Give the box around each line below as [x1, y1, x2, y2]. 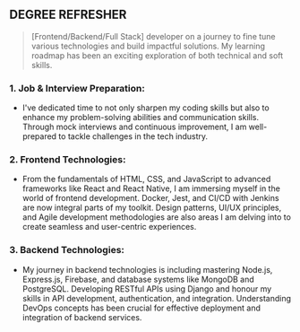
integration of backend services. [21, 311, 142, 322]
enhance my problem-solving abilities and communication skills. [21, 112, 260, 123]
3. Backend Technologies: [9, 244, 125, 257]
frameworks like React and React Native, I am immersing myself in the [21, 183, 280, 194]
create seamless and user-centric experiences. [21, 222, 197, 232]
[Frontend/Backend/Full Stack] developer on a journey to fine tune [30, 31, 276, 41]
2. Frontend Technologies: [9, 153, 126, 166]
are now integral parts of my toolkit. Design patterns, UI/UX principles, [21, 202, 282, 214]
